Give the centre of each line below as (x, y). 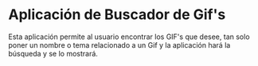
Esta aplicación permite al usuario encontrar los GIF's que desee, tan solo (129, 37)
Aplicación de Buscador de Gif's (117, 15)
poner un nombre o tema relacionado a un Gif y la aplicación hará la (119, 45)
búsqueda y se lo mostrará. (53, 53)
